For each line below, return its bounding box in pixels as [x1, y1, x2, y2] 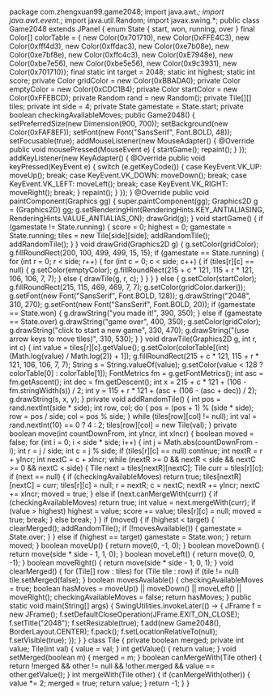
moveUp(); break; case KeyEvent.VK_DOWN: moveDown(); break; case [9, 170, 248, 180]
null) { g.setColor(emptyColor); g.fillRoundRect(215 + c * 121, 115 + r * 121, [9, 265, 254, 275]
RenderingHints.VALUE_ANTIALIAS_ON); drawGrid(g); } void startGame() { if [9, 214, 264, 223]
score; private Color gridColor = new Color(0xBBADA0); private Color [9, 76, 241, 85]
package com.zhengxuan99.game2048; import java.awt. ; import [9, 7, 224, 16]
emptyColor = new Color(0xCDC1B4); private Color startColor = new [9, 84, 238, 94]
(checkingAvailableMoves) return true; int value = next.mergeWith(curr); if [9, 497, 256, 507]
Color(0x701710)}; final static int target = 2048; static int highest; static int [9, 67, 256, 76]
